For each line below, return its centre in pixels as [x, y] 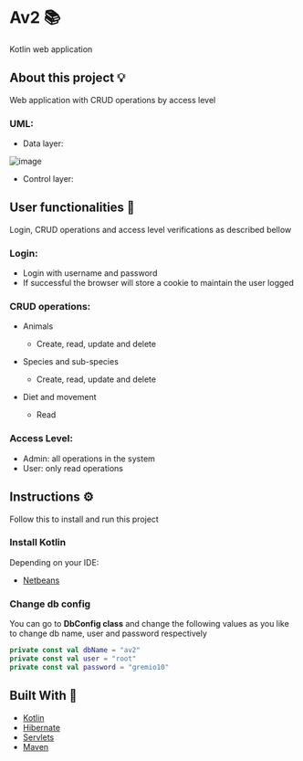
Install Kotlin [38, 543]
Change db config [50, 604]
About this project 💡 [68, 78]
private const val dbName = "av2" [75, 650]
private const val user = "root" [73, 659]
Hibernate [42, 727]
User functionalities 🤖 [72, 208]
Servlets [38, 737]
